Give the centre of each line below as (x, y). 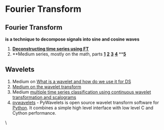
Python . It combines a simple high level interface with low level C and (83, 108)
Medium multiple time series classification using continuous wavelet (82, 92)
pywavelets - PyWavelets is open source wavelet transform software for (85, 102)
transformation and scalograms (44, 97)
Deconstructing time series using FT (50, 49)
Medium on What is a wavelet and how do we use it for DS (72, 81)
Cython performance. (34, 113)
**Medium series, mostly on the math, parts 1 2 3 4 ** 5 (69, 54)
